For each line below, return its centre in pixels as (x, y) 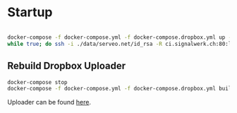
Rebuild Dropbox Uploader (66, 66)
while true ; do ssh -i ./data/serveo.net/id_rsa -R (85, 44)
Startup (30, 12)
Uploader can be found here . (49, 102)
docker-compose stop (38, 82)
